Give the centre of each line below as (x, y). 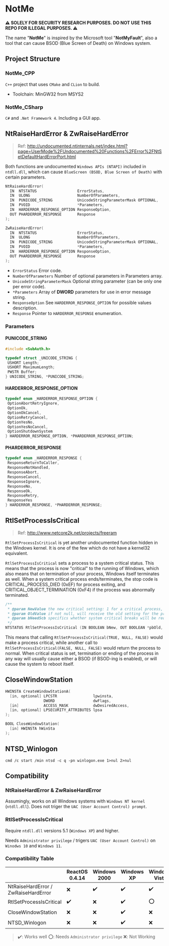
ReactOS (77, 872)
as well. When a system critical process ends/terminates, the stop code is (81, 579)
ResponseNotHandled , (29, 468)
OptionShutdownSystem (30, 431)
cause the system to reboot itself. (40, 664)
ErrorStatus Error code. (37, 270)
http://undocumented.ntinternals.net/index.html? (77, 146)
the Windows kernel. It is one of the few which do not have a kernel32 (78, 548)
